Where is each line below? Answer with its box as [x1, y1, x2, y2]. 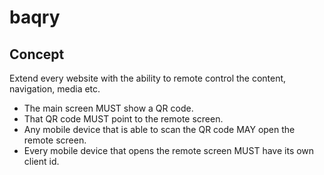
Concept [9, 46, 65, 63]
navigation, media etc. [9, 83, 101, 95]
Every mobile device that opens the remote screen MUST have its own [23, 145, 315, 156]
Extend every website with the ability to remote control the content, [9, 72, 287, 84]
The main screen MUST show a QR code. [23, 102, 194, 114]
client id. [23, 156, 60, 167]
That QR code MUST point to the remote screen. [23, 113, 224, 125]
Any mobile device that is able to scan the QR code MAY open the [23, 124, 296, 135]
